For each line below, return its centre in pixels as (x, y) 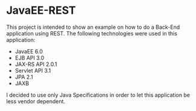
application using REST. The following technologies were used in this (92, 33)
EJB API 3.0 (30, 58)
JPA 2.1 (24, 77)
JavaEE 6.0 (29, 51)
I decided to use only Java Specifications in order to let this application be (98, 95)
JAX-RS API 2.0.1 (36, 64)
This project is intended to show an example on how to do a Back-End (93, 27)
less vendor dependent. (36, 101)
